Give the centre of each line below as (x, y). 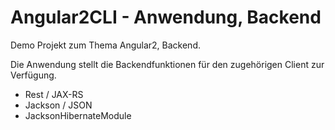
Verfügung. (33, 75)
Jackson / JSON (58, 105)
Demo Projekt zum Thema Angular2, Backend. (105, 45)
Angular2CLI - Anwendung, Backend (166, 17)
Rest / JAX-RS (54, 94)
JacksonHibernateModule (78, 115)
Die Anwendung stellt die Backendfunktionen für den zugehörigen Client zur (167, 64)
